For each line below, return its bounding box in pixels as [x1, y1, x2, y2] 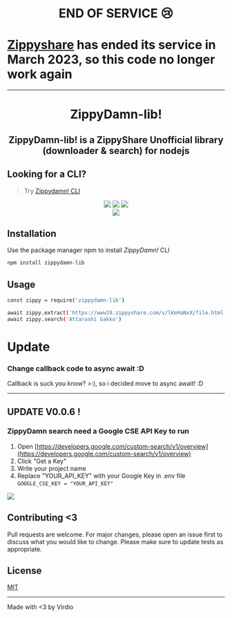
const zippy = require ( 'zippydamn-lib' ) [7, 297, 126, 304]
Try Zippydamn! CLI [23, 186, 81, 195]
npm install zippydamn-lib [7, 260, 85, 267]
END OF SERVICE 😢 [58, 6, 174, 21]
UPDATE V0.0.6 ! [7, 406, 81, 418]
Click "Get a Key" [17, 456, 67, 465]
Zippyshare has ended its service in [7, 37, 216, 53]
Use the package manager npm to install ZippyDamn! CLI [7, 246, 171, 254]
